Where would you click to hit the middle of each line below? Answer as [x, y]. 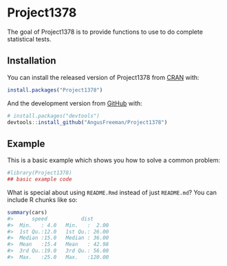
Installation [32, 61]
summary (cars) [28, 212]
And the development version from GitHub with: [75, 103]
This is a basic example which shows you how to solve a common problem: [113, 161]
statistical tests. [29, 39]
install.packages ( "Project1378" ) [55, 90]
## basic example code [40, 180]
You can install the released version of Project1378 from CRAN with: [103, 77]
